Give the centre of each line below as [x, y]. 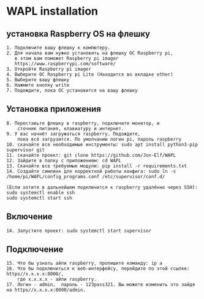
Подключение [35, 249]
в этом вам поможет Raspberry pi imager [67, 59]
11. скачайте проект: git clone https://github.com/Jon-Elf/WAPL [91, 155]
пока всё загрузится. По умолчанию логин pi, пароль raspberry [100, 139]
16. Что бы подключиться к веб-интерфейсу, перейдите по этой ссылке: [98, 269]
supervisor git [26, 150]
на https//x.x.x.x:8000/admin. [46, 290]
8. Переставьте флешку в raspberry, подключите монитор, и [83, 123]
